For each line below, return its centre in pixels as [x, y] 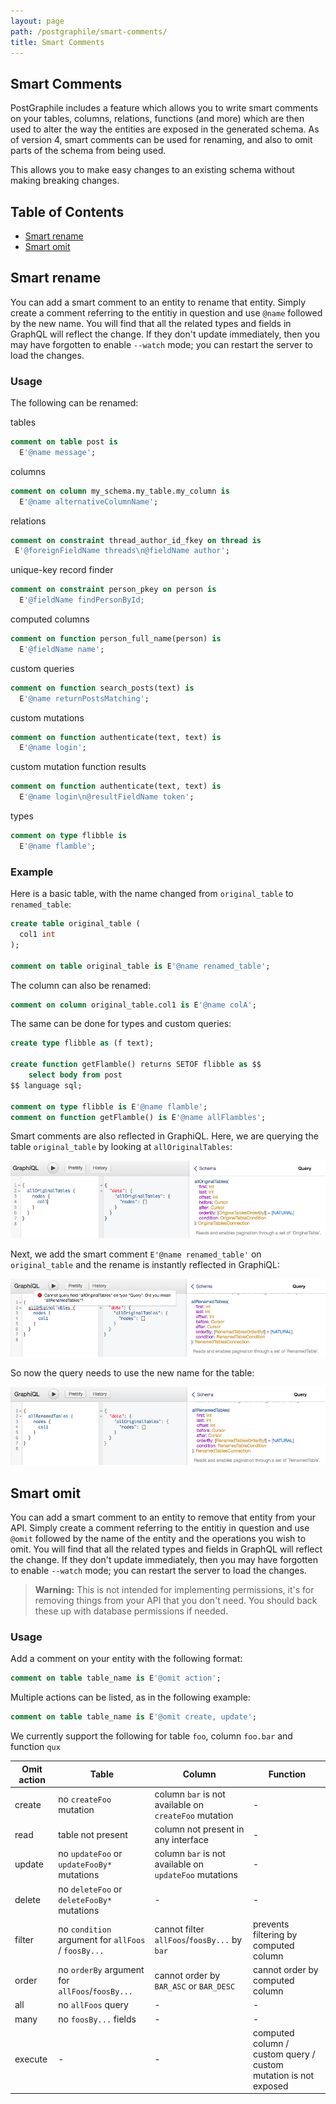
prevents [271, 1924]
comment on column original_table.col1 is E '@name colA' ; [133, 1005]
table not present [93, 1834]
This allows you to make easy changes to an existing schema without [152, 170]
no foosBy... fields [97, 2019]
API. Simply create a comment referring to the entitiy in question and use [160, 1528]
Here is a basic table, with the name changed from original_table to [152, 894]
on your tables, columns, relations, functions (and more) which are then [157, 119]
